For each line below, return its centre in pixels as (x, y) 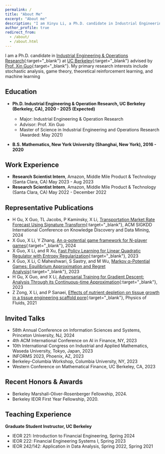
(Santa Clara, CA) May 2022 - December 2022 (59, 192)
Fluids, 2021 (24, 303)
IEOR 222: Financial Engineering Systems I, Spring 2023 (69, 441)
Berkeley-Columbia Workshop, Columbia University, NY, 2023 (75, 361)
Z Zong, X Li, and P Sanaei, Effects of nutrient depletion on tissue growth (86, 293)
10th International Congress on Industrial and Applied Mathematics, (80, 346)
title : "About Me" (24, 14)
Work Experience (32, 165)
